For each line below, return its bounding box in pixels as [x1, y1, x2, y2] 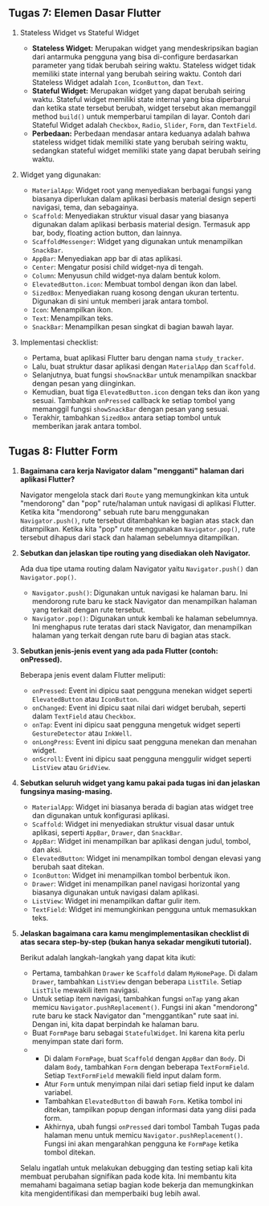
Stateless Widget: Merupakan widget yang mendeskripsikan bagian [31, 43, 259, 53]
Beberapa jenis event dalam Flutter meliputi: [19, 670, 166, 679]
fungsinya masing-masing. [19, 786, 112, 796]
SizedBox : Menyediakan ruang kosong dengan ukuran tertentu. [31, 287, 239, 297]
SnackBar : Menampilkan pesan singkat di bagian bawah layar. [31, 321, 234, 332]
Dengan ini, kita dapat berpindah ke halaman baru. [31, 1019, 199, 1029]
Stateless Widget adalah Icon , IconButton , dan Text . [31, 77, 204, 87]
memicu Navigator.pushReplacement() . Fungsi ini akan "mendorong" [31, 1002, 259, 1012]
